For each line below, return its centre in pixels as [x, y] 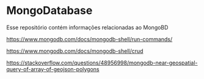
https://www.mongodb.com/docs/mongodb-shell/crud [75, 51]
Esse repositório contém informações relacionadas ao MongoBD [87, 27]
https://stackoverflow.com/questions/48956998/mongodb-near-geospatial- [102, 63]
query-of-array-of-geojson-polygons [53, 69]
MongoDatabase [49, 11]
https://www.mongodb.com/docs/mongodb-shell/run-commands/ [89, 39]
